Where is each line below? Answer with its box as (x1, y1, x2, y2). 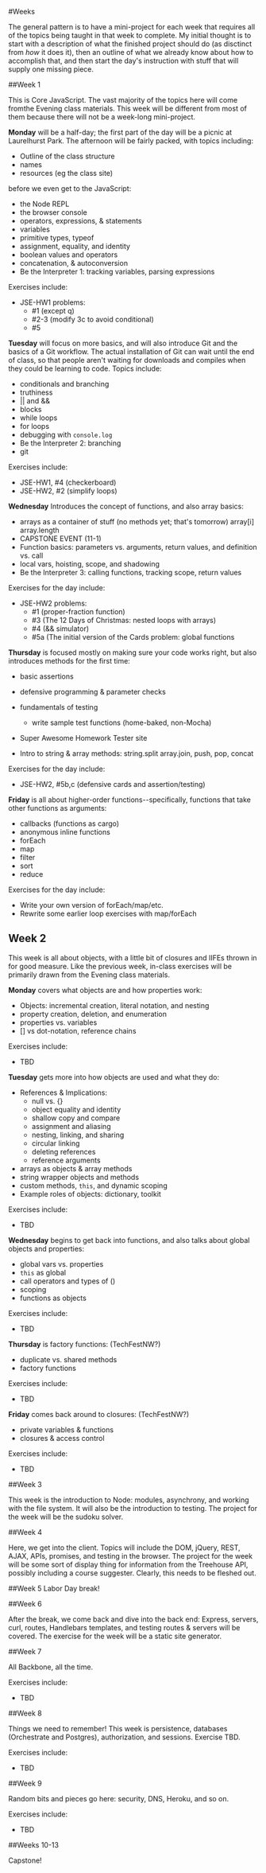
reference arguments (31, 1155, 101, 1165)
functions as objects (19, 1293, 87, 1303)
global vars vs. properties (19, 1259, 104, 1268)
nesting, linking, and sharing (31, 1130, 125, 1139)
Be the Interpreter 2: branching (19, 438, 121, 448)
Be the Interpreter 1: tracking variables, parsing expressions (19, 267, 215, 276)
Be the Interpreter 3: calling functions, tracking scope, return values (19, 568, 242, 577)
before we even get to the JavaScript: (8, 184, 132, 193)
